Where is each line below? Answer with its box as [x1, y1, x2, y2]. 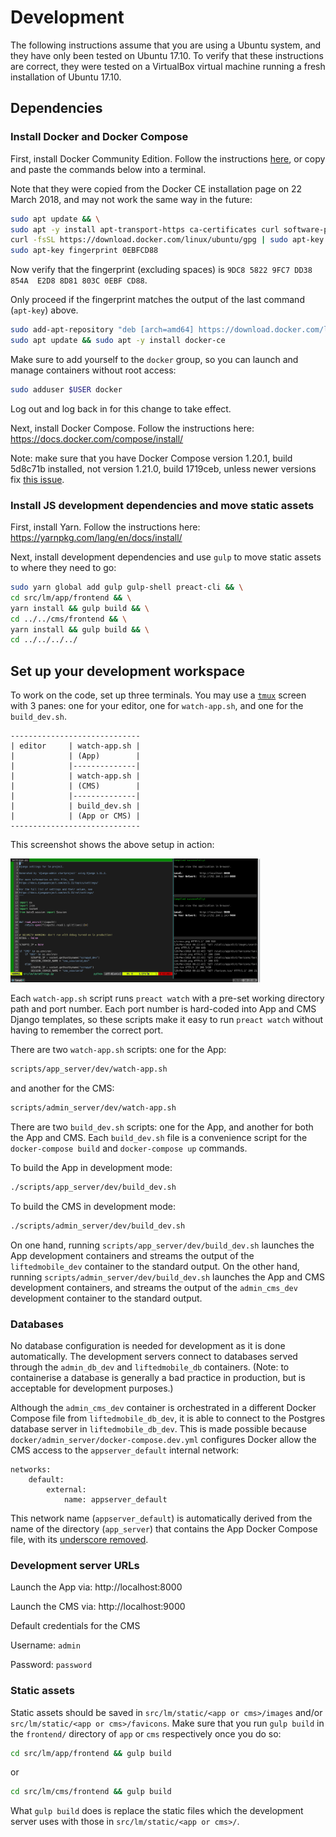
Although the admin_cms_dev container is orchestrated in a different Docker [10, 1401, 317, 1413]
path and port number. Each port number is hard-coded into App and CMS [10, 1003, 317, 1015]
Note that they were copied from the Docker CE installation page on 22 [10, 182, 303, 195]
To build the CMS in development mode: [10, 1200, 176, 1212]
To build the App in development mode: [10, 1161, 173, 1173]
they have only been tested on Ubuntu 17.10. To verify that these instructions [10, 49, 324, 61]
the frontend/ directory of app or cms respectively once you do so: [10, 1727, 282, 1740]
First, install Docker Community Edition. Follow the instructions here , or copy [10, 152, 326, 165]
